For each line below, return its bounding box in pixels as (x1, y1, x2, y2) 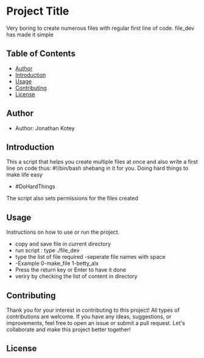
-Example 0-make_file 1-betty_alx (15, 260, 99, 267)
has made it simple (6, 30, 54, 38)
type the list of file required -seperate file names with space (15, 253, 166, 261)
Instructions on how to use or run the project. (6, 228, 120, 236)
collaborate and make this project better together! (6, 326, 131, 333)
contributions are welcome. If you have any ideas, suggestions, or (6, 313, 172, 320)
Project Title (6, 4, 69, 18)
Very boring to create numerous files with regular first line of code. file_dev (6, 24, 195, 32)
